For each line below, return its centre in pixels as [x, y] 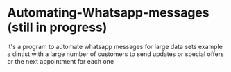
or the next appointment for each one [61, 61]
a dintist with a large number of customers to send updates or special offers [115, 54]
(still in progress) [57, 27]
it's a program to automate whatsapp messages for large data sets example [115, 46]
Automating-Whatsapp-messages [108, 13]
